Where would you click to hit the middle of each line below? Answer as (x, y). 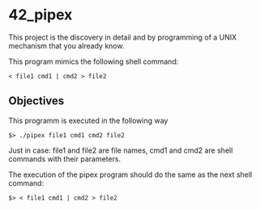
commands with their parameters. (65, 158)
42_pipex (40, 15)
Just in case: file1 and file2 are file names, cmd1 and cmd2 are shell (121, 150)
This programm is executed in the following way (88, 120)
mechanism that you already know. (66, 45)
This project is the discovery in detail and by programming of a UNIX (123, 37)
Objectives (36, 101)
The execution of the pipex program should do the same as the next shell (130, 174)
